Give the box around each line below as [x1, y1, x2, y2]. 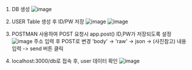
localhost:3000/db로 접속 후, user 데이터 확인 [11, 58, 118, 64]
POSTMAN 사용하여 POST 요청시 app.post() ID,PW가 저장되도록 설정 [11, 30, 172, 37]
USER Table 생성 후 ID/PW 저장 [11, 18, 85, 25]
